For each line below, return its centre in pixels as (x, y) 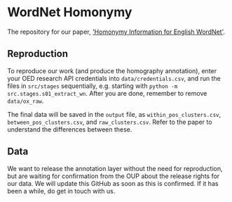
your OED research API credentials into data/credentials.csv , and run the (114, 78)
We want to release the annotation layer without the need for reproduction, (115, 168)
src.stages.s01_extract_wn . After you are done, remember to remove (107, 93)
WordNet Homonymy (70, 12)
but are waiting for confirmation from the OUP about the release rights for (114, 176)
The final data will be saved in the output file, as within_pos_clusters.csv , (114, 114)
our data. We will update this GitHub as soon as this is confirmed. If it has (113, 183)
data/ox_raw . (26, 101)
